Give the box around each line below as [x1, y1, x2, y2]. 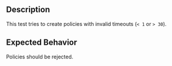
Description [6, 5, 50, 15]
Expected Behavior [6, 38, 78, 48]
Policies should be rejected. [6, 53, 74, 60]
